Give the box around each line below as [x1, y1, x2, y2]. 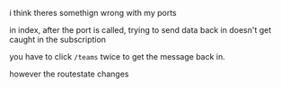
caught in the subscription [9, 35, 106, 44]
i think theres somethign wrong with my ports [9, 8, 177, 18]
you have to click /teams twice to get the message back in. [9, 52, 226, 61]
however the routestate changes [9, 68, 129, 79]
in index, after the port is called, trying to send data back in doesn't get [9, 25, 272, 35]
